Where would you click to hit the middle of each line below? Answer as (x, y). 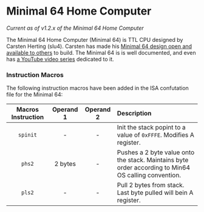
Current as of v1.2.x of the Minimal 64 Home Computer (75, 28)
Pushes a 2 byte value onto (156, 152)
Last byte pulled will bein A (155, 193)
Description (134, 114)
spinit (28, 135)
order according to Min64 (153, 168)
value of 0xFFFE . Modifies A (155, 135)
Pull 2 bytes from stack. (151, 185)
